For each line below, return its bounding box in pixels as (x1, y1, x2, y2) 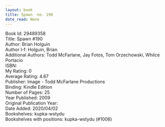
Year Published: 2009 (5, 95, 51, 101)
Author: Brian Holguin (5, 41, 51, 47)
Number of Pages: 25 (5, 89, 50, 96)
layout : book (5, 7, 33, 13)
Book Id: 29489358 (5, 31, 46, 37)
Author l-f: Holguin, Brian (5, 46, 58, 53)
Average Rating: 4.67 (5, 74, 49, 80)
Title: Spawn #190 (5, 36, 43, 42)
